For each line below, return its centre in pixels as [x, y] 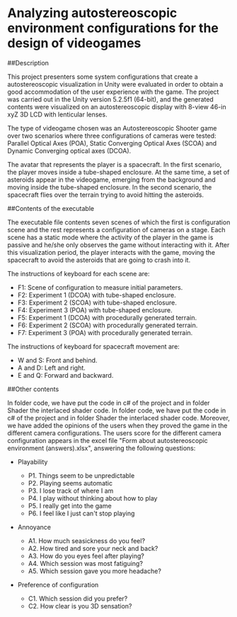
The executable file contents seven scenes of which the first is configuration [119, 222]
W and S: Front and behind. [57, 360]
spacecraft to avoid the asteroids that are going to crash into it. [99, 260]
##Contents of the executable [51, 208]
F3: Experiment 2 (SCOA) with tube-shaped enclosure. [97, 302]
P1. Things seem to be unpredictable [81, 475]
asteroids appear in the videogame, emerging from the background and [111, 180]
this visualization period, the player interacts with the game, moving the [111, 252]
